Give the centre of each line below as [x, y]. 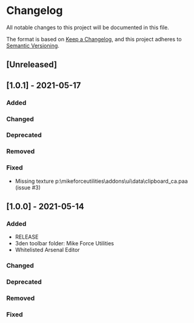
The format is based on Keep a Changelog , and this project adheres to [94, 39]
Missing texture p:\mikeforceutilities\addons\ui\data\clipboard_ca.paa [101, 181]
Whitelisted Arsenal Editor [47, 250]
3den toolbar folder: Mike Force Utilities [64, 243]
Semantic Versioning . [33, 46]
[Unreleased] [32, 65]
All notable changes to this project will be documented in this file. [88, 27]
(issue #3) [28, 187]
